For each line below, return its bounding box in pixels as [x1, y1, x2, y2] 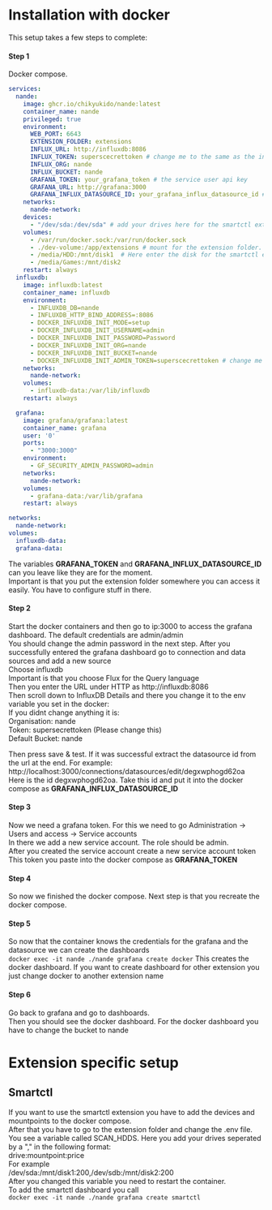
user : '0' [23, 432, 57, 440]
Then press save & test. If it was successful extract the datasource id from [8, 749, 257, 759]
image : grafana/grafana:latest [23, 416, 129, 424]
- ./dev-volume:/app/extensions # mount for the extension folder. [29, 243, 263, 252]
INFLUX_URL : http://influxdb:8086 [29, 145, 147, 153]
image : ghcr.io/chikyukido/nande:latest [23, 100, 161, 108]
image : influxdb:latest [23, 281, 104, 289]
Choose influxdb [8, 664, 63, 674]
